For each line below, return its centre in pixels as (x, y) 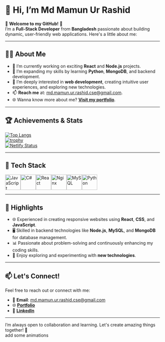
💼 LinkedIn (23, 311)
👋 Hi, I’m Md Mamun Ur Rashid (68, 10)
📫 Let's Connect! (32, 276)
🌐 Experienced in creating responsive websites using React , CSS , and (83, 219)
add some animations (27, 335)
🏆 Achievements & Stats (44, 121)
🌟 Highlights (24, 207)
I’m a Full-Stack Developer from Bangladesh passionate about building (78, 29)
